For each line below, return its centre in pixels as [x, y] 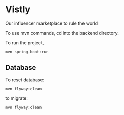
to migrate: [16, 98]
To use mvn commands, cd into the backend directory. [62, 33]
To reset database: [25, 80]
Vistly [18, 9]
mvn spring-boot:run [27, 52]
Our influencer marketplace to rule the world [51, 23]
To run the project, [25, 43]
